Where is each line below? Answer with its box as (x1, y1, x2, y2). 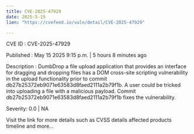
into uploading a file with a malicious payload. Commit (6, 88, 136, 95)
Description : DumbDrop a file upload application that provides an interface (6, 63, 187, 70)
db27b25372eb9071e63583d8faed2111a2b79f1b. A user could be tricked (6, 82, 181, 89)
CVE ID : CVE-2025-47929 (6, 40, 71, 47)
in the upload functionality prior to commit (6, 75, 108, 82)
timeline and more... (6, 123, 54, 130)
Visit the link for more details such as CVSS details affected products (6, 117, 172, 124)
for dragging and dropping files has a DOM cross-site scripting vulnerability (6, 69, 188, 76)
